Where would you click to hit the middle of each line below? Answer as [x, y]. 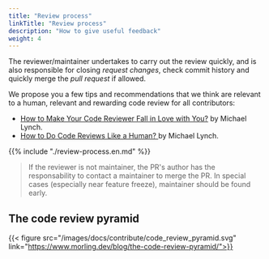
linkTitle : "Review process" [58, 23]
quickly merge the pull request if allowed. [77, 79]
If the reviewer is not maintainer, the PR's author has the [122, 168]
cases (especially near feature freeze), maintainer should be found [139, 185]
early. [38, 193]
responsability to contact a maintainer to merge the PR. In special [137, 176]
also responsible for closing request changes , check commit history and [129, 70]
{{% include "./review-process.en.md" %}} [80, 151]
